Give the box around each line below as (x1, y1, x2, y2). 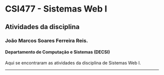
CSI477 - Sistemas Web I (5, 3, 107, 15)
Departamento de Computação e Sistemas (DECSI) (5, 49, 110, 55)
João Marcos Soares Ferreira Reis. (5, 37, 88, 44)
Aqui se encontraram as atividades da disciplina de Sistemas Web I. (5, 60, 141, 66)
